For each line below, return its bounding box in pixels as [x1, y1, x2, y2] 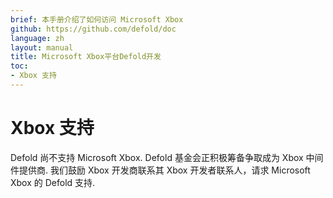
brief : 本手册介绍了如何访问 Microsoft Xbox [10, 14, 184, 25]
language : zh [10, 33, 65, 43]
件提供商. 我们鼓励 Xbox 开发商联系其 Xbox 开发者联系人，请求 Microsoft [10, 164, 311, 176]
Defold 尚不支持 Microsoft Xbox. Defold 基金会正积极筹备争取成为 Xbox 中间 [10, 151, 324, 163]
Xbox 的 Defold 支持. [10, 176, 96, 188]
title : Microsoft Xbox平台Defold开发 [10, 52, 162, 62]
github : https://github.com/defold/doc [10, 24, 177, 34]
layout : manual [10, 42, 74, 53]
